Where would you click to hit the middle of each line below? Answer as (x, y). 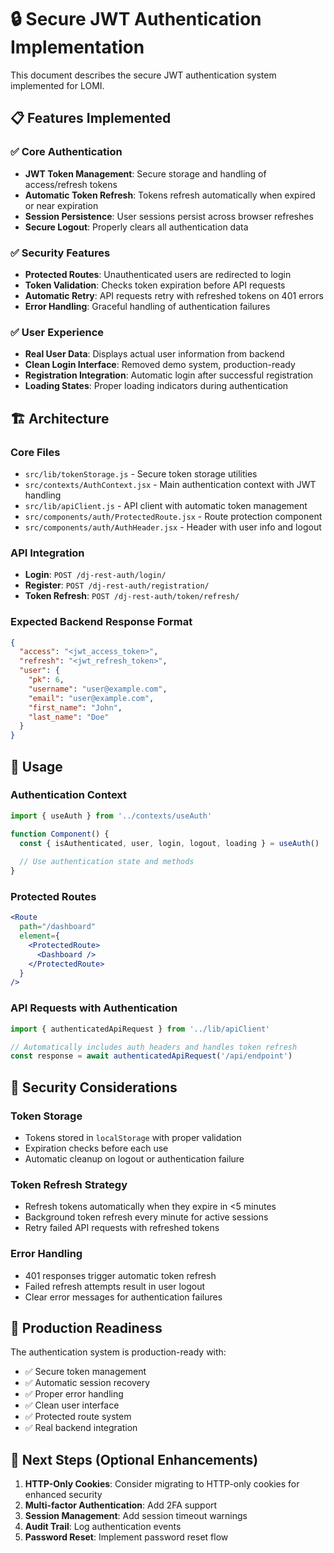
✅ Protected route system (78, 1417)
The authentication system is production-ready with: (118, 1352)
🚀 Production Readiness (86, 1327)
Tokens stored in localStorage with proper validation (133, 1137)
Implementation (77, 47)
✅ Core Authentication (66, 152)
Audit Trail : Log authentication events (103, 1527)
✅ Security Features (60, 253)
